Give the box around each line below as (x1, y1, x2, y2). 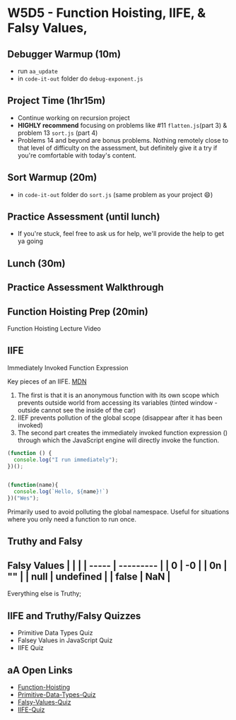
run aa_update (17, 67, 58, 75)
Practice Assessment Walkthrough (7, 281, 164, 294)
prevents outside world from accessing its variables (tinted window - (17, 398, 218, 407)
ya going (17, 237, 44, 245)
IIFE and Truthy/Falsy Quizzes (7, 610, 141, 622)
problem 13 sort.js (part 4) (17, 129, 98, 137)
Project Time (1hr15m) (7, 95, 106, 107)
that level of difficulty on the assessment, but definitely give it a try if (17, 143, 218, 152)
